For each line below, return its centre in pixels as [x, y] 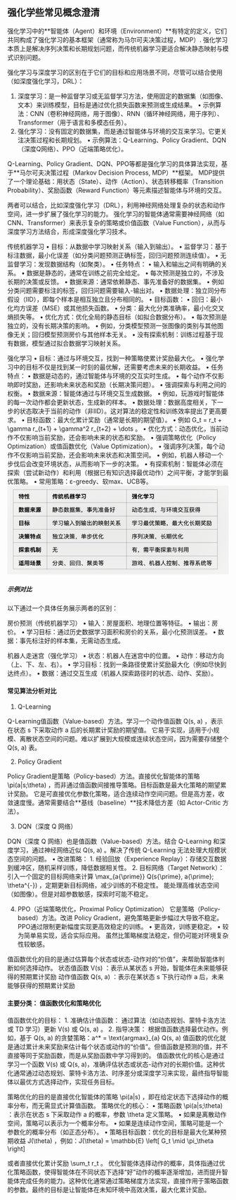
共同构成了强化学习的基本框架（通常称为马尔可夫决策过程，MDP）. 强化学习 [118, 39]
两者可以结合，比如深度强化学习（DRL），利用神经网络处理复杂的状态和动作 [117, 205]
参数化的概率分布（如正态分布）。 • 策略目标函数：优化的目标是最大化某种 [114, 1132]
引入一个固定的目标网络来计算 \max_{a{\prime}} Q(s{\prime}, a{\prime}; [111, 877]
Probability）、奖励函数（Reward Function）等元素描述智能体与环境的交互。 [116, 190]
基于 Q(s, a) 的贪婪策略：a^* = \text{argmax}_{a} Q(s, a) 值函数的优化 [119, 1037]
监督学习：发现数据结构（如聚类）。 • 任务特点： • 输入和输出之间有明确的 [114, 264]
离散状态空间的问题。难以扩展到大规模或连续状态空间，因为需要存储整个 [124, 739]
